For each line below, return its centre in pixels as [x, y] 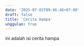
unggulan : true [21, 24]
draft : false [19, 15]
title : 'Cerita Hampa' [29, 19]
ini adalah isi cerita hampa [32, 38]
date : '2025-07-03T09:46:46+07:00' [43, 10]
